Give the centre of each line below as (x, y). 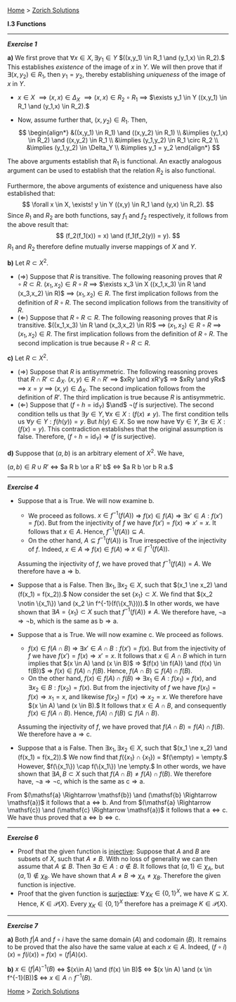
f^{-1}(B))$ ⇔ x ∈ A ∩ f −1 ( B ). (50, 977)
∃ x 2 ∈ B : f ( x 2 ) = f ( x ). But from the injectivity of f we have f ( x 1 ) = (122, 688)
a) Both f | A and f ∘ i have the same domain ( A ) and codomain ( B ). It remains (117, 939)
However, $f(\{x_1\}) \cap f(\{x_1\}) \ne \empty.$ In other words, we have (122, 767)
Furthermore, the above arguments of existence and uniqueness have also (115, 185)
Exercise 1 (22, 44)
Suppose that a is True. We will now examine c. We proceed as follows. (120, 635)
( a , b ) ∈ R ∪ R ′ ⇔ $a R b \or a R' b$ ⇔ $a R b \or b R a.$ (90, 466)
